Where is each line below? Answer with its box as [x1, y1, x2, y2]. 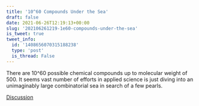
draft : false [6, 14, 39, 20]
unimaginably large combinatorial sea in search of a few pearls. [6, 82, 163, 89]
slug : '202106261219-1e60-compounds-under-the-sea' [6, 25, 138, 32]
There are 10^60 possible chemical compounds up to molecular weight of [6, 69, 188, 76]
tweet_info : [6, 36, 36, 42]
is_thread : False [11, 53, 55, 59]
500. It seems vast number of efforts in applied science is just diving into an [6, 76, 194, 83]
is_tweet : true [6, 31, 44, 37]
